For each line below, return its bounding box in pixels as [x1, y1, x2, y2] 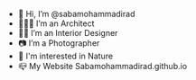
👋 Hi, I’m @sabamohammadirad [17, 9, 135, 19]
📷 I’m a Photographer [17, 38, 100, 49]
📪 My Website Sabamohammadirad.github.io [17, 61, 188, 71]
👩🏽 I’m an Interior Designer [17, 28, 118, 38]
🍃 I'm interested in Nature [17, 50, 114, 61]
